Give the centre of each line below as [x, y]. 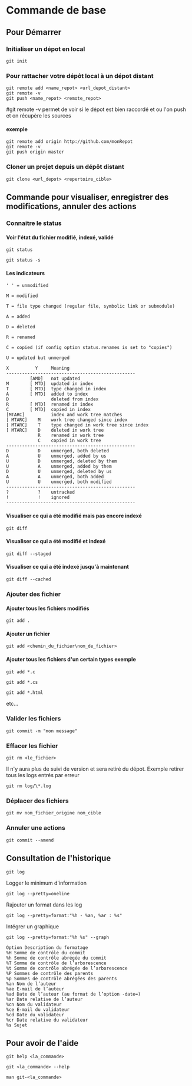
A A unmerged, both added [55, 477]
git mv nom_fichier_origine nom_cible [54, 813]
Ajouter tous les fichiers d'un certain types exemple [71, 659]
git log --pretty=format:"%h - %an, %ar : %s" [64, 915]
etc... [12, 703]
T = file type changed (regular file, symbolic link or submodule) [91, 306]
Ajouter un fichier [28, 634]
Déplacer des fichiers [37, 801]
